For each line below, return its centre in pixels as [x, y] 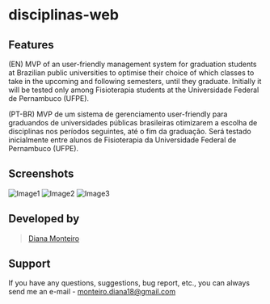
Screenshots [41, 174]
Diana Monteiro [53, 238]
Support [30, 264]
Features [31, 45]
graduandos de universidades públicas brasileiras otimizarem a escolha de [133, 122]
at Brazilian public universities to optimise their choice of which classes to [131, 73]
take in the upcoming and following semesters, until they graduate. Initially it [135, 81]
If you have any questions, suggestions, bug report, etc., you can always [129, 283]
